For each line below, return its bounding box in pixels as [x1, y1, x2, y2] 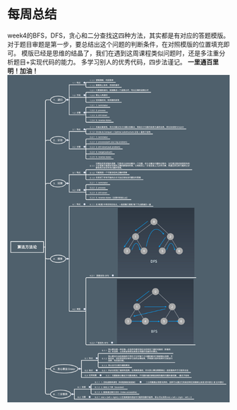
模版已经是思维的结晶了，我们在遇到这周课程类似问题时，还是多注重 [20, 49, 219, 57]
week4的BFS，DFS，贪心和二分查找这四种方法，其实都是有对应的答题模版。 [7, 31, 230, 40]
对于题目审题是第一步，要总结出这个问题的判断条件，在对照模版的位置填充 [7, 40, 224, 48]
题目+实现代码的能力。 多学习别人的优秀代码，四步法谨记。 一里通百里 [13, 57, 219, 66]
